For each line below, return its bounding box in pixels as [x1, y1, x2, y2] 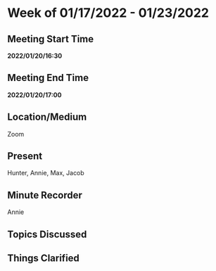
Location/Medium [7, 111, 87, 123]
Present [7, 150, 43, 163]
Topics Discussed [7, 228, 87, 240]
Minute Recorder [7, 189, 82, 201]
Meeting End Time [7, 72, 89, 84]
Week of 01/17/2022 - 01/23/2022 [7, 5, 210, 21]
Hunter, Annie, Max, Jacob [7, 169, 84, 177]
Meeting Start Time [7, 33, 94, 45]
